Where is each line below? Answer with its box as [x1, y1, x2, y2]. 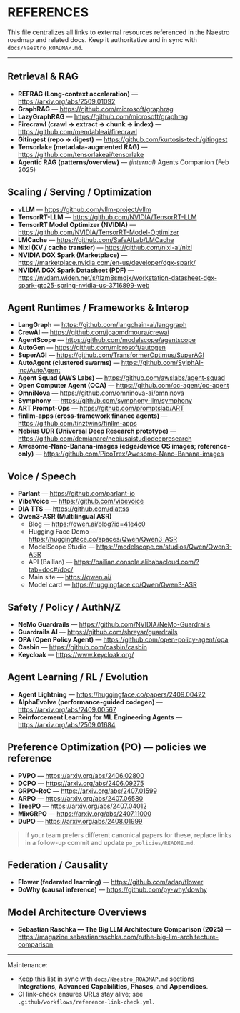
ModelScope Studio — [28, 542, 95, 551]
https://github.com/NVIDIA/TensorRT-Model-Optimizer [17, 228, 180, 236]
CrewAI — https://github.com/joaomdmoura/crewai [17, 328, 169, 336]
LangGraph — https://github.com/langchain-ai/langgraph [17, 321, 187, 329]
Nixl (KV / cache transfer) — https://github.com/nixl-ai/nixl [17, 243, 193, 251]
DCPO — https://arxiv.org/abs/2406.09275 [17, 779, 144, 787]
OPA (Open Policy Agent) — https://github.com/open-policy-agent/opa [17, 635, 229, 644]
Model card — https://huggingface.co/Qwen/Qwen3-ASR [28, 580, 198, 589]
